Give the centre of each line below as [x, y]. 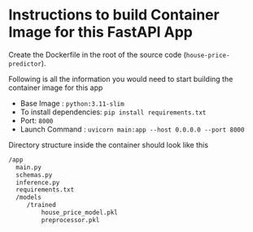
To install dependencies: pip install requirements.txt [113, 112]
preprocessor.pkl [70, 220]
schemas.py [34, 175]
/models [29, 198]
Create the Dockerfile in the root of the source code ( [98, 54]
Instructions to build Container [114, 15]
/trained [41, 205]
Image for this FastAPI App [100, 32]
